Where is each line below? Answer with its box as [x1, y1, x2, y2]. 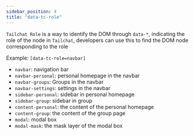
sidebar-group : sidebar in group [14, 97, 93, 104]
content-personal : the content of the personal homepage [14, 103, 154, 110]
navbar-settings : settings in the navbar [14, 84, 111, 91]
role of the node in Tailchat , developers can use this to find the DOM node [6, 37, 189, 44]
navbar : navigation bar [14, 65, 69, 73]
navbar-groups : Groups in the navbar [14, 78, 104, 85]
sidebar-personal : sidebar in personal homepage [14, 91, 135, 98]
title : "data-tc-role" [6, 14, 62, 20]
